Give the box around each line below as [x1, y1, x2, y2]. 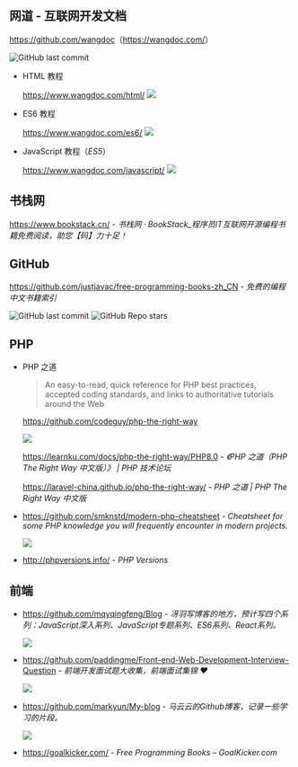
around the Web [44, 399, 105, 410]
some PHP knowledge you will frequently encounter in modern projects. [22, 520, 289, 532]
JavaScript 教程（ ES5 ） [22, 145, 110, 156]
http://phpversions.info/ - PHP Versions [22, 555, 169, 566]
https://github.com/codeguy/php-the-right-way [22, 416, 198, 427]
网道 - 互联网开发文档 [9, 8, 127, 24]
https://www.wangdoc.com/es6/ [22, 127, 143, 137]
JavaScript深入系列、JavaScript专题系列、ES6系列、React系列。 [38, 620, 281, 630]
